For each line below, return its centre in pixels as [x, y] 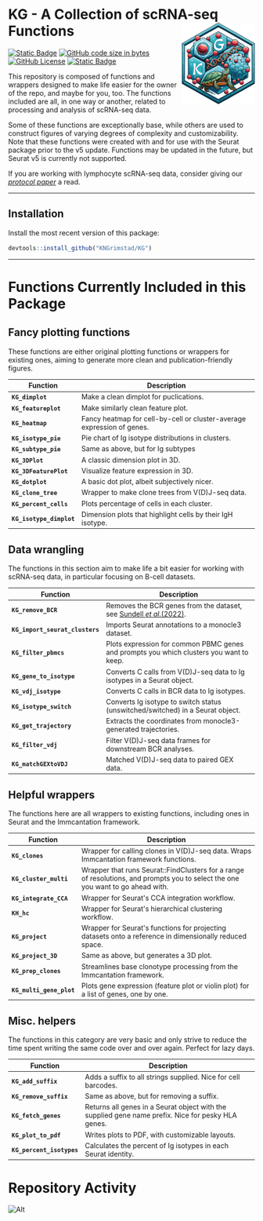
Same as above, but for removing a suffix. [152, 1096]
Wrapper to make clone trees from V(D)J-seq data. [164, 493]
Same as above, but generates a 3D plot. [147, 956]
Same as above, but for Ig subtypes [138, 449]
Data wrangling [46, 550]
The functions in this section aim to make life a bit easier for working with [126, 569]
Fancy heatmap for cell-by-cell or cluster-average [164, 418]
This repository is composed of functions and [81, 76]
